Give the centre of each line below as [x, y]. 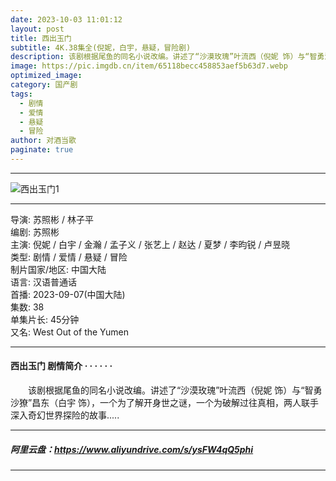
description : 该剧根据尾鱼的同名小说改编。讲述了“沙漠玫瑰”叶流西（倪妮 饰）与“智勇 [167, 57]
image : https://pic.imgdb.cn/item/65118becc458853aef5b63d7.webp [149, 66]
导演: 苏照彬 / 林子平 [52, 219]
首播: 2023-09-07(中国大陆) [68, 294]
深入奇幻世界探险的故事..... [65, 415]
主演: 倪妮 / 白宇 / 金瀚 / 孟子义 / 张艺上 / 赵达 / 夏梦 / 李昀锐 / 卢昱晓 [150, 244]
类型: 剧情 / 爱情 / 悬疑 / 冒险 [69, 257]
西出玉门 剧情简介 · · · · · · [61, 366]
